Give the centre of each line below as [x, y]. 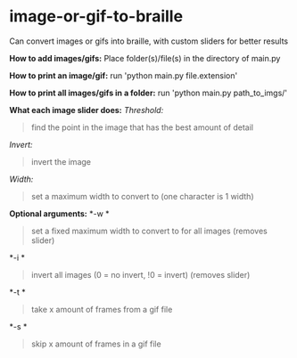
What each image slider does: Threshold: [87, 110]
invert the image [61, 161]
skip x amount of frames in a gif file [96, 344]
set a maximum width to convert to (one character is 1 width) [142, 196]
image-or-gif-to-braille [96, 16]
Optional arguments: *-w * [59, 213]
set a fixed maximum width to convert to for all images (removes [149, 231]
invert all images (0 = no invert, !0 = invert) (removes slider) [140, 274]
